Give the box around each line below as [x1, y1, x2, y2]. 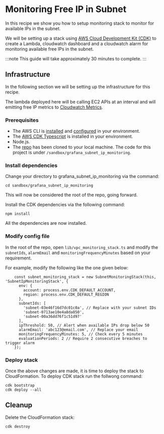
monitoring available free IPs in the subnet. [5, 46, 94, 52]
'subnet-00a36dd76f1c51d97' [23, 314, 82, 319]
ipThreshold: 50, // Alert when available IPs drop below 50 [18, 323, 150, 328]
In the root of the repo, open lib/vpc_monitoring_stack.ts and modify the [5, 244, 158, 250]
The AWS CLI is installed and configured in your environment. [12, 128, 140, 134]
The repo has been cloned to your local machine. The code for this [12, 144, 151, 150]
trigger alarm [5, 340, 35, 345]
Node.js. [12, 139, 30, 145]
